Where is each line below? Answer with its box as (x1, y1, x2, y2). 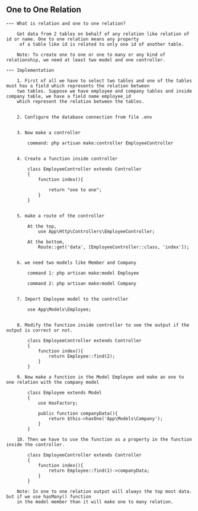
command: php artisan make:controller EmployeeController (27, 140, 174, 146)
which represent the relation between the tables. (17, 98, 145, 105)
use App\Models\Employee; (27, 306, 92, 313)
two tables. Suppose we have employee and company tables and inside (17, 88, 193, 94)
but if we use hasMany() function (6, 493, 92, 500)
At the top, (27, 223, 58, 229)
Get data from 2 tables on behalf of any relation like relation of (17, 31, 190, 37)
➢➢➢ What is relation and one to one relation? (6, 20, 126, 26)
